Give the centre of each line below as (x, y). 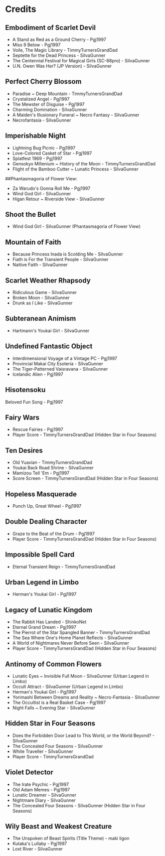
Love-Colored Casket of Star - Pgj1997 (52, 153)
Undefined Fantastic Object (49, 347)
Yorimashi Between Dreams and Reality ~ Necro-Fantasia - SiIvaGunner (86, 697)
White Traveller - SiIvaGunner (43, 751)
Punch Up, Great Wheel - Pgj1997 (47, 506)
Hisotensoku (25, 390)
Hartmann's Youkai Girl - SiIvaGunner (51, 330)
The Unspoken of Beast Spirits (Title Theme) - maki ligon (71, 839)
